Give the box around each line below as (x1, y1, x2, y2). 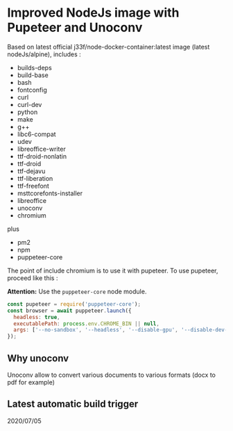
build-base (17, 71, 49, 79)
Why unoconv (7, 352, 69, 364)
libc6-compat (17, 130, 57, 138)
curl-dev (17, 100, 42, 108)
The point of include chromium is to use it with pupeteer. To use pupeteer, (7, 266, 218, 275)
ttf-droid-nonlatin (17, 152, 67, 161)
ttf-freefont (17, 181, 50, 190)
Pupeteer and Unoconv (7, 19, 143, 35)
